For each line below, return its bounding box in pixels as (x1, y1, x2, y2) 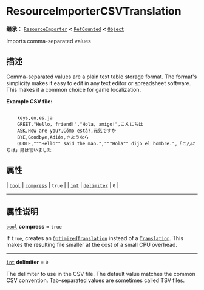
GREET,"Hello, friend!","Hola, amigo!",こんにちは (17, 121, 144, 127)
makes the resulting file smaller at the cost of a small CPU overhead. (6, 241, 178, 249)
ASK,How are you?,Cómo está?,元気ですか (17, 128, 117, 134)
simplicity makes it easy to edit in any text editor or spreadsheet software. (6, 79, 191, 86)
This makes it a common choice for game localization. (6, 86, 141, 93)
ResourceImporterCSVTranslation (6, 4, 182, 18)
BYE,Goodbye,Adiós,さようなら (17, 134, 89, 140)
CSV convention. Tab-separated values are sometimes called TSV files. (6, 277, 185, 284)
